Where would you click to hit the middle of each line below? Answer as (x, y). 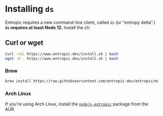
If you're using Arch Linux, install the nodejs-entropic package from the (77, 104)
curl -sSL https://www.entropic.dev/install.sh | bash (62, 54)
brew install (18, 81)
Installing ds (30, 9)
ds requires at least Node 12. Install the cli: (48, 27)
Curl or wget (24, 43)
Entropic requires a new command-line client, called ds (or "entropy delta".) (80, 22)
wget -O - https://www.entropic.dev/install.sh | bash (62, 58)
